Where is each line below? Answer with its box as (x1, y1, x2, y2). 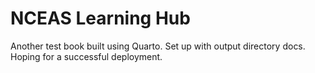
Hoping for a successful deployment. (10, 50, 163, 62)
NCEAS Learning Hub (10, 7, 191, 30)
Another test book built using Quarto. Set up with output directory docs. (10, 40, 306, 52)
